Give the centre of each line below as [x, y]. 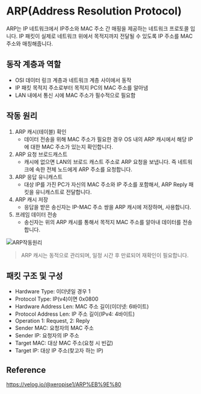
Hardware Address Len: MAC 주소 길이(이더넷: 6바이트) [82, 307]
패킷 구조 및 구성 [35, 276]
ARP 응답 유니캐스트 [39, 177]
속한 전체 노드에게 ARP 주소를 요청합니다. [84, 169]
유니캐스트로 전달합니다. [63, 192]
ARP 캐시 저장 [31, 199]
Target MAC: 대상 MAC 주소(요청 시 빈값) [64, 343]
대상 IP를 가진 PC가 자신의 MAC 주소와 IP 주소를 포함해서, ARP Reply [106, 184]
